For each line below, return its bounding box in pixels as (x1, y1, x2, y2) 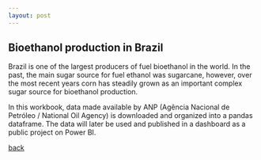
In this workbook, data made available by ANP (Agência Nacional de (8, 102, 230, 112)
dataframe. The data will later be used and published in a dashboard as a (8, 120, 246, 129)
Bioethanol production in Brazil (8, 41, 164, 55)
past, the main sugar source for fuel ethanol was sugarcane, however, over (8, 70, 252, 80)
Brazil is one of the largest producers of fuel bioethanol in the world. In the (8, 62, 251, 71)
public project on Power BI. (8, 128, 96, 137)
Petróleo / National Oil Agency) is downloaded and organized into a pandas (8, 111, 253, 120)
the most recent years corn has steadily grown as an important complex (8, 78, 243, 88)
